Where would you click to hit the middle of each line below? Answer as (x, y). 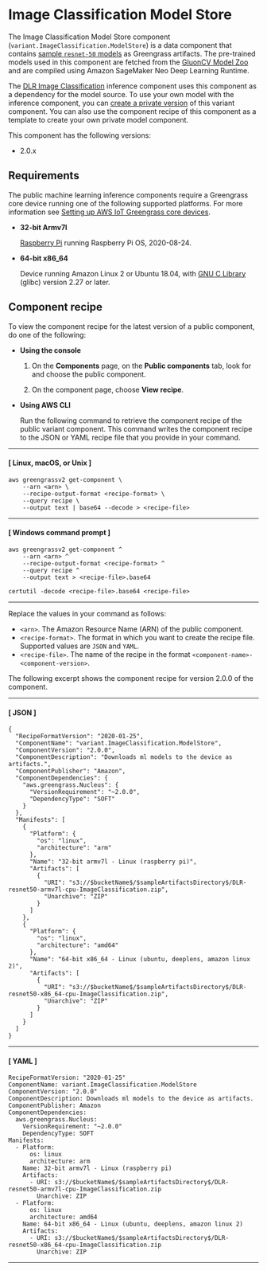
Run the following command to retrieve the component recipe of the (131, 420)
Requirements (44, 176)
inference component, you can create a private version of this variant (122, 103)
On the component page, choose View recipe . (108, 389)
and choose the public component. (89, 374)
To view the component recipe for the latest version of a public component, (132, 326)
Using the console (50, 350)
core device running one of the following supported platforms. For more (126, 203)
